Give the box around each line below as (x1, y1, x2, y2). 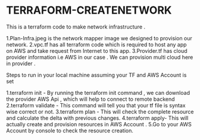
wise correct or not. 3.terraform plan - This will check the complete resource (6, 108, 195, 115)
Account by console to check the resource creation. (6, 127, 134, 134)
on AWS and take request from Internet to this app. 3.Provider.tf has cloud (6, 47, 187, 54)
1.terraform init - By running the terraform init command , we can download (6, 89, 190, 96)
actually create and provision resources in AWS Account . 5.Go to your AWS (6, 120, 192, 128)
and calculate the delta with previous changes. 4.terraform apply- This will (6, 114, 189, 122)
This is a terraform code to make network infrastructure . (6, 23, 146, 30)
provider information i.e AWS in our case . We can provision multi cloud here (6, 53, 193, 61)
